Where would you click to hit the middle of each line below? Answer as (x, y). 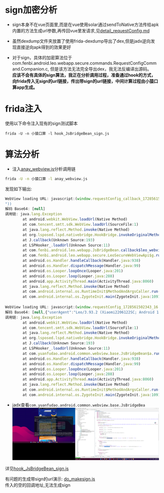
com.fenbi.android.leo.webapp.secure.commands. (63, 63)
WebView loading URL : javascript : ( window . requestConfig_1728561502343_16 (82, 307)
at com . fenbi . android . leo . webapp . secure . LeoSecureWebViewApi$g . (89, 256)
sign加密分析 (31, 10)
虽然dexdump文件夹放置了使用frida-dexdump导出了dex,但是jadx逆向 (82, 41)
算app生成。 (25, 87)
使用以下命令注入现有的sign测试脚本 (41, 123)
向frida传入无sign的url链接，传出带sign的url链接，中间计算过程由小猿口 (85, 81)
